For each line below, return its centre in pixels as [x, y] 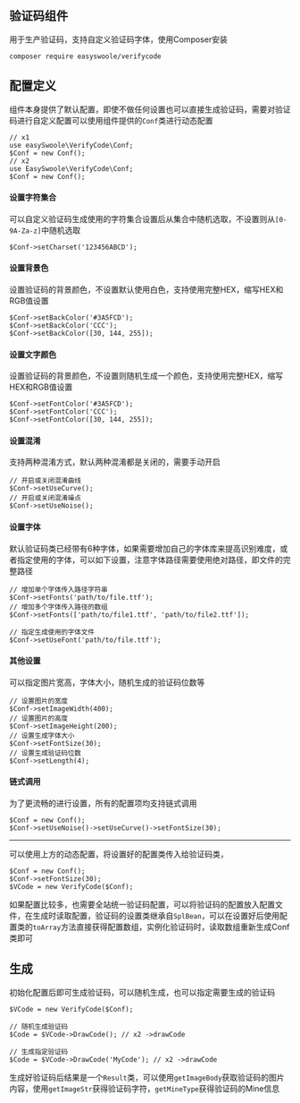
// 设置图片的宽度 [39, 701]
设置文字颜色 [33, 354]
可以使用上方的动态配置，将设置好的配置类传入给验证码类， [119, 854]
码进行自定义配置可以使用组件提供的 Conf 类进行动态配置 [111, 120]
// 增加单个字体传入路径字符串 [59, 589]
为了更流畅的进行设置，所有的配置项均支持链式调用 [103, 803]
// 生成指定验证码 [39, 1052]
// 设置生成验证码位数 [46, 753]
